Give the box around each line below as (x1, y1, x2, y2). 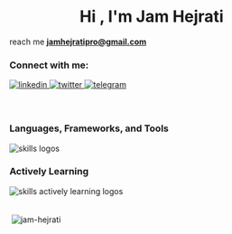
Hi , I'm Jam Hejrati (79, 6, 224, 27)
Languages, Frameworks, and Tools (9, 122, 169, 135)
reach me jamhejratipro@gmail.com (9, 36, 147, 47)
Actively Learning (9, 165, 89, 178)
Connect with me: (9, 59, 89, 71)
